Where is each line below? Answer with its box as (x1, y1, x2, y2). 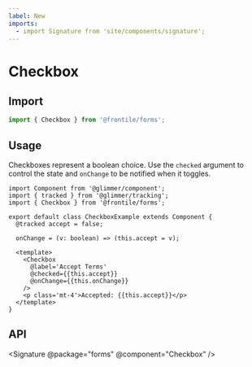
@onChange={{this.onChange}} (29, 277, 129, 286)
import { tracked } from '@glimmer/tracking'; (8, 192, 169, 200)
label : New (8, 11, 46, 20)
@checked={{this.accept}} (29, 270, 118, 278)
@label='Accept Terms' (29, 263, 107, 271)
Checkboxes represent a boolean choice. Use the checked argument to (8, 160, 244, 170)
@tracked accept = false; (15, 221, 104, 229)
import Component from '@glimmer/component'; (8, 185, 165, 193)
